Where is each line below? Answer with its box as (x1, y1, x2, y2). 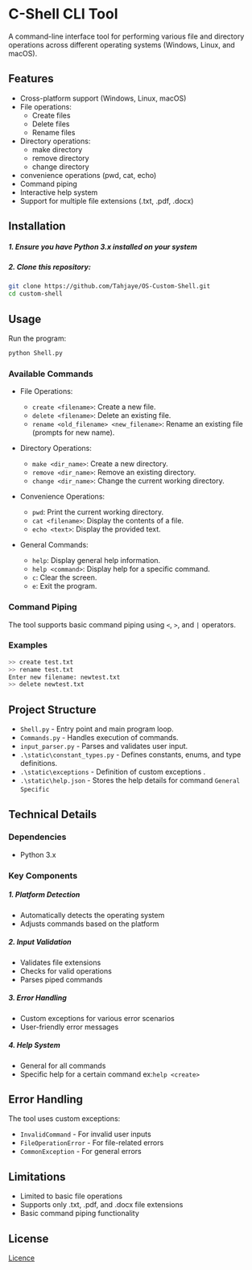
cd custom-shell (8, 290, 63, 298)
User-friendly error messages (19, 1022, 119, 1032)
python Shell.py (8, 350, 63, 358)
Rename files (31, 127, 76, 137)
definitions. (19, 759, 58, 768)
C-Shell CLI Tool (8, 5, 118, 23)
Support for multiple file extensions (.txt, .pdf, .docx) (19, 196, 194, 205)
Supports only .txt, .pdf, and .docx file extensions (19, 1200, 184, 1210)
